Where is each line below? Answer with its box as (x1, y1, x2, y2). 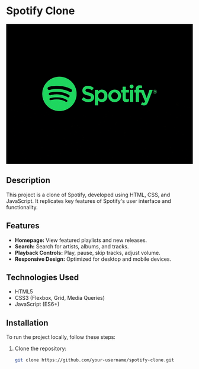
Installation (6, 318, 49, 328)
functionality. (6, 203, 38, 211)
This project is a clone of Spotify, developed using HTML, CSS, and (6, 191, 171, 198)
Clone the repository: (14, 345, 67, 352)
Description (6, 176, 50, 186)
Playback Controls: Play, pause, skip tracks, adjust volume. (14, 249, 161, 256)
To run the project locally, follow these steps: (6, 334, 115, 341)
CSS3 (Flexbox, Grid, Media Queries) (14, 294, 105, 302)
